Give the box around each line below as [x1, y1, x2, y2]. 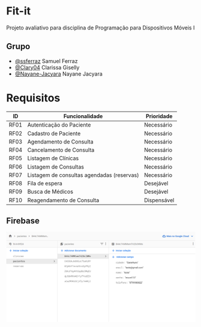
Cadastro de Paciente [27, 130, 81, 137]
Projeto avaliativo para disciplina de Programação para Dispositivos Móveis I [6, 24, 195, 31]
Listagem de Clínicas [27, 155, 79, 162]
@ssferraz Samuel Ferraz [14, 57, 78, 64]
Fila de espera [27, 180, 63, 187]
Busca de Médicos [27, 188, 74, 196]
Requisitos [6, 91, 61, 104]
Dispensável [143, 196, 175, 203]
